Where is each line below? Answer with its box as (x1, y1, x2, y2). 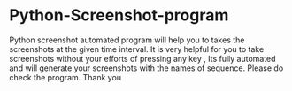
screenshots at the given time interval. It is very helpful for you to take (9, 43, 265, 54)
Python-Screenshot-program (9, 5, 229, 26)
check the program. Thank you (9, 72, 122, 82)
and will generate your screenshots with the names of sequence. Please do (9, 63, 284, 73)
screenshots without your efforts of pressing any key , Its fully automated (9, 53, 276, 64)
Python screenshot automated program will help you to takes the (9, 34, 245, 45)
